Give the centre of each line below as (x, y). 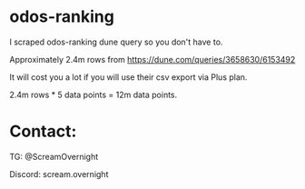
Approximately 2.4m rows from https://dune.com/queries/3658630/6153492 (152, 59)
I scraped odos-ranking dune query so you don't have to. (116, 42)
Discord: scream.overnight (59, 174)
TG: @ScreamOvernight (54, 156)
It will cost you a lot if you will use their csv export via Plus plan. (128, 77)
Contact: (43, 131)
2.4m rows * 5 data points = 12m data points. (93, 94)
